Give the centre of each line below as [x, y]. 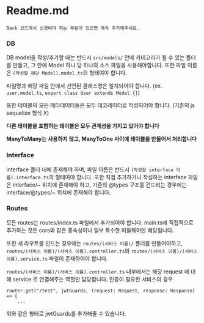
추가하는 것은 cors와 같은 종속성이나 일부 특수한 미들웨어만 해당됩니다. [90, 230]
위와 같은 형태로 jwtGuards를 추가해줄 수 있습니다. [66, 313]
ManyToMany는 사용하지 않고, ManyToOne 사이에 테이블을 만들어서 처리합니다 [102, 139]
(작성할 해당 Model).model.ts [48, 73]
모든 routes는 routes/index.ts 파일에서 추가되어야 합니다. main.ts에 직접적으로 [100, 222]
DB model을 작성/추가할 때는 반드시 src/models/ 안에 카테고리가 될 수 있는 [96, 58]
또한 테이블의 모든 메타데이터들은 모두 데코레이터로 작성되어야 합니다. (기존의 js [101, 105]
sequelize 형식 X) [28, 113]
